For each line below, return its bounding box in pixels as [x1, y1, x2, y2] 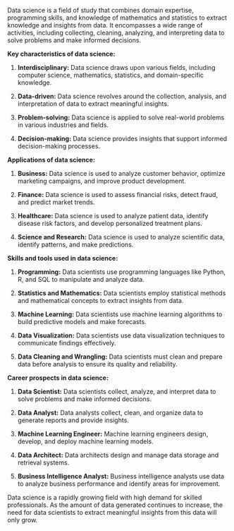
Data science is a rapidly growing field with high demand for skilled [7, 494, 202, 501]
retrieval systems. [17, 458, 70, 467]
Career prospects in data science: [7, 374, 109, 382]
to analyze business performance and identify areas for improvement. [17, 479, 221, 488]
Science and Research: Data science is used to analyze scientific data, [17, 233, 225, 241]
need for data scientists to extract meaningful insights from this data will [7, 508, 217, 516]
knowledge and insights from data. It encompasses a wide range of [7, 21, 203, 29]
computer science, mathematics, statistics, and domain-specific [17, 71, 204, 79]
